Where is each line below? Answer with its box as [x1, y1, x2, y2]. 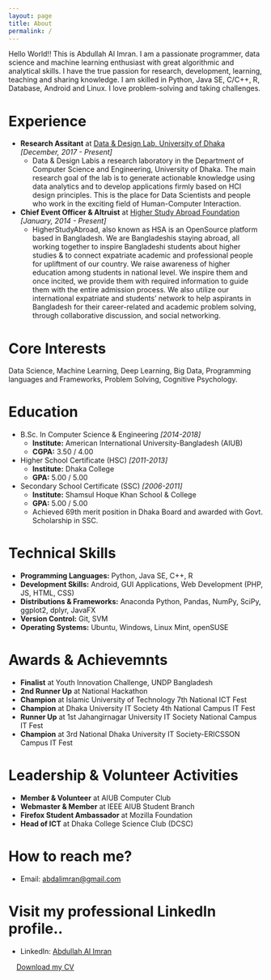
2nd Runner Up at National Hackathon [19, 686, 148, 697]
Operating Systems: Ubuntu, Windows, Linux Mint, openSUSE [19, 623, 229, 633]
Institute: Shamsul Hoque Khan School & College [32, 490, 197, 500]
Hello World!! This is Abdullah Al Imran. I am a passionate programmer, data [8, 49, 260, 59]
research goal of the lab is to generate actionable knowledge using [32, 173, 256, 183]
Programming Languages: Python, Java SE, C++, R [19, 571, 193, 581]
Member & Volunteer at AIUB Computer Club [19, 793, 171, 803]
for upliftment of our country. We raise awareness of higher [32, 259, 231, 269]
